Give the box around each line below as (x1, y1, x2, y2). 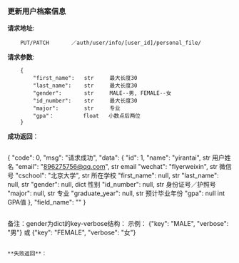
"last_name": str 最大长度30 (33, 82, 138, 90)
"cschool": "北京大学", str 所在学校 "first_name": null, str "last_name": (15, 171, 219, 180)
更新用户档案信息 (7, 6, 66, 16)
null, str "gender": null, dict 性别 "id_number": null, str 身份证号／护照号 (7, 180, 216, 189)
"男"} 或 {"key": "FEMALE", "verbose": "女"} (7, 228, 136, 237)
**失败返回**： (7, 250, 48, 257)
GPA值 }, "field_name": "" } (7, 198, 86, 207)
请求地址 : (7, 24, 35, 33)
